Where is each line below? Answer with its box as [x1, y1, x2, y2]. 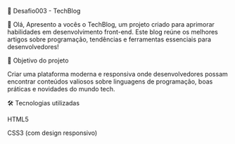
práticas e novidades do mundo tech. [7, 85, 115, 93]
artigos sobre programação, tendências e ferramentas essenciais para [7, 35, 212, 44]
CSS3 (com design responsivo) [7, 129, 98, 137]
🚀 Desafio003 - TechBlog [7, 7, 81, 15]
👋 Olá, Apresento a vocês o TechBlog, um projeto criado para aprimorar [7, 20, 215, 28]
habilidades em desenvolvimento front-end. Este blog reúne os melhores [7, 28, 218, 36]
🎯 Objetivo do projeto [7, 56, 69, 65]
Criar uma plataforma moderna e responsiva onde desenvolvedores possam [7, 70, 229, 78]
